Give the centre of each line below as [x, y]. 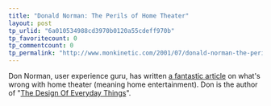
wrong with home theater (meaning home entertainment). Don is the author [133, 84]
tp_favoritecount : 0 [43, 38]
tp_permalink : [32, 53]
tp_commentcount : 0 [41, 46]
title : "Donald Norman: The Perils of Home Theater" [99, 16]
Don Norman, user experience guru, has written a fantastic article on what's [134, 76]
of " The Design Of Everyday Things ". [70, 93]
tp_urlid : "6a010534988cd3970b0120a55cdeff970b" [92, 31]
